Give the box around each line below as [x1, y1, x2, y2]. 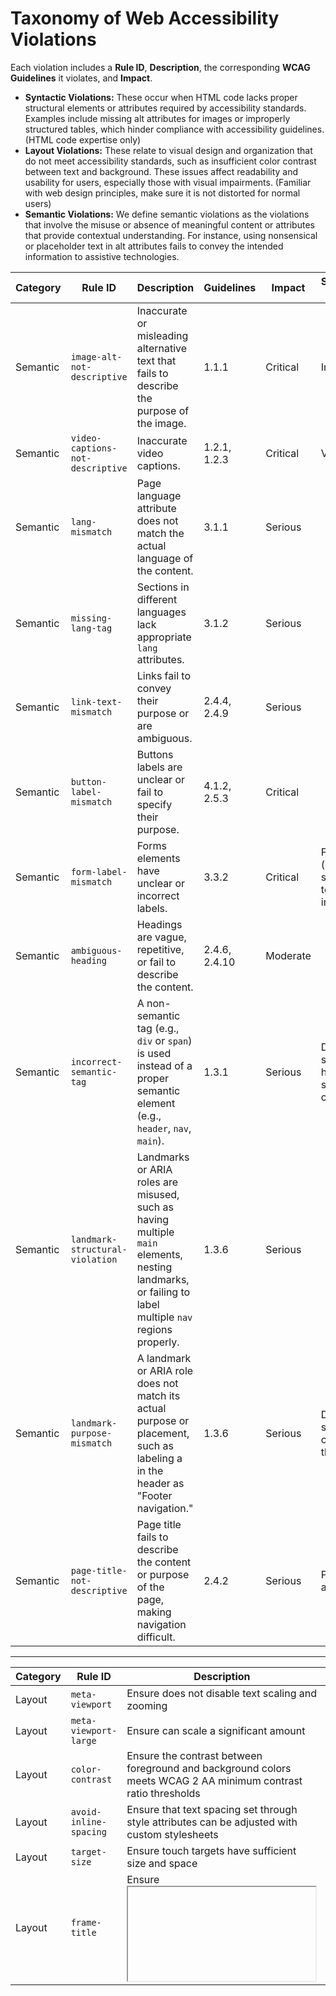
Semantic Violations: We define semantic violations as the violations [24, 208, 310, 220]
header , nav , [136, 1121, 192, 1135]
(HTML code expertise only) [24, 133, 142, 146]
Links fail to [136, 668, 191, 682]
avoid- [70, 1806, 102, 1817]
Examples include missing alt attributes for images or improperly [24, 112, 291, 124]
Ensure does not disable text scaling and [126, 1686, 318, 1700]
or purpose [136, 1567, 190, 1581]
